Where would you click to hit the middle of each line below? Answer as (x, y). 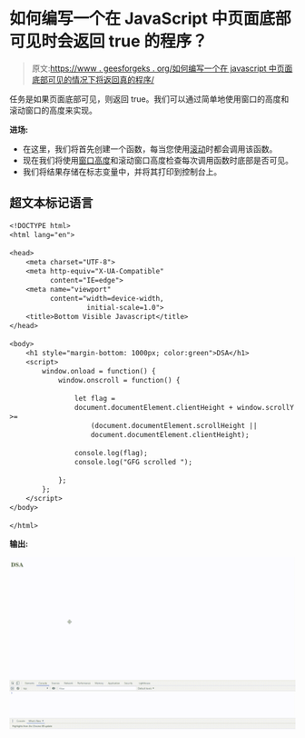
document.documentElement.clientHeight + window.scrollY (184, 407)
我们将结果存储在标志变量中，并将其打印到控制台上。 (122, 171)
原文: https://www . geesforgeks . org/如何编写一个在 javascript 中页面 (162, 68)
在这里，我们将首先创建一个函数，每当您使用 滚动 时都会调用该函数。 (150, 149)
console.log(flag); (111, 453)
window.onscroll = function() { (119, 380)
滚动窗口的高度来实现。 (53, 110)
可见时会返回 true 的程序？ (109, 41)
